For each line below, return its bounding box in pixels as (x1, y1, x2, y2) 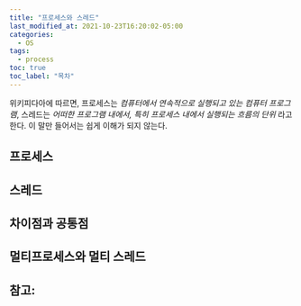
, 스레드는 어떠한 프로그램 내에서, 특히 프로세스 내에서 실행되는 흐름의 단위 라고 (16, 109, 293, 120)
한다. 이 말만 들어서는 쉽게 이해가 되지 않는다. (9, 120, 169, 130)
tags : (9, 47, 30, 56)
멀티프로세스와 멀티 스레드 (9, 249, 146, 265)
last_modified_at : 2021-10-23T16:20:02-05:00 (9, 22, 183, 31)
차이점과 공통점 (9, 215, 89, 230)
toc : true (9, 64, 47, 73)
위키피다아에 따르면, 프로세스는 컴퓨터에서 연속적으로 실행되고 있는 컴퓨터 (9, 97, 268, 108)
